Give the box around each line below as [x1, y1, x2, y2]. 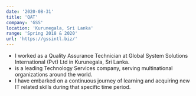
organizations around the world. [14, 71, 93, 78]
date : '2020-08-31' [6, 8, 54, 15]
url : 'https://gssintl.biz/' [6, 36, 78, 42]
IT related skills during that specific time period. [14, 84, 131, 90]
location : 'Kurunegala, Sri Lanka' [6, 25, 94, 31]
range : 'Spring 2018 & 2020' [6, 31, 78, 37]
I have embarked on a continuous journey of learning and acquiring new [14, 77, 190, 84]
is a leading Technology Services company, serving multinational [14, 65, 173, 71]
